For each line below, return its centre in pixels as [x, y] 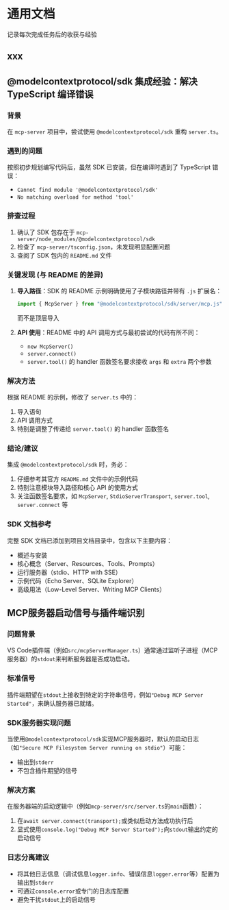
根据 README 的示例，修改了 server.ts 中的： [73, 397]
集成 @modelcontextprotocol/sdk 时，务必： [68, 465]
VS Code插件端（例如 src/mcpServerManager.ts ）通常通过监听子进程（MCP [112, 650]
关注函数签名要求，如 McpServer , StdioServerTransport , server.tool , [113, 496]
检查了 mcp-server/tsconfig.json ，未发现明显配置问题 [94, 247]
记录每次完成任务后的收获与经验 [52, 34]
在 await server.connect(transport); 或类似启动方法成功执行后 [105, 821]
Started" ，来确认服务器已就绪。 [52, 703]
